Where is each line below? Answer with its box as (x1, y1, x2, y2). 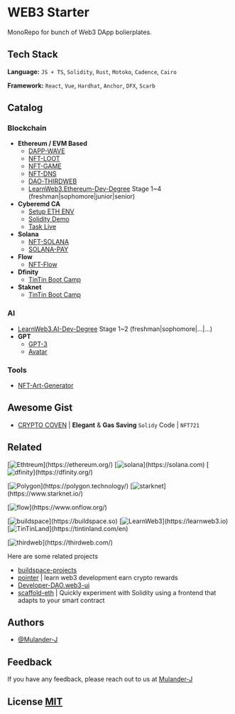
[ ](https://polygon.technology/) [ (7, 481, 133, 490)
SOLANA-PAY (28, 245, 69, 253)
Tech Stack (7, 48, 58, 61)
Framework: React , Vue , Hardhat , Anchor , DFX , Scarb (7, 81, 156, 90)
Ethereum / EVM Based (17, 140, 87, 148)
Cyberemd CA (17, 200, 60, 209)
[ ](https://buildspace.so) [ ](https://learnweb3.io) (7, 517, 229, 525)
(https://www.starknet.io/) (7, 489, 84, 498)
